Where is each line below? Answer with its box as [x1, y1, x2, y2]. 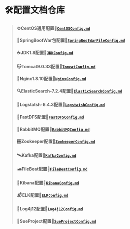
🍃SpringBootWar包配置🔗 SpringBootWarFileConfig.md [16, 38, 125, 44]
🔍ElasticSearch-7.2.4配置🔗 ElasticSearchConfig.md [16, 88, 123, 94]
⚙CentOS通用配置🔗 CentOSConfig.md [16, 25, 91, 31]
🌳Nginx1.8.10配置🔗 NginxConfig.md [16, 76, 87, 82]
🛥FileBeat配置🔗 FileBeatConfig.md [16, 166, 88, 172]
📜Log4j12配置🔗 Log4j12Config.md [16, 206, 83, 212]
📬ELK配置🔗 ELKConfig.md [16, 192, 68, 198]
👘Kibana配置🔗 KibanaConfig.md [16, 180, 79, 185]
